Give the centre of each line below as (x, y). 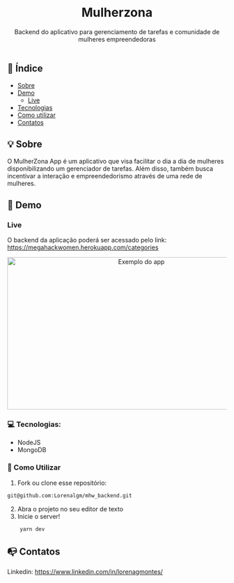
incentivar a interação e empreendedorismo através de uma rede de (105, 176)
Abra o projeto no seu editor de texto (70, 508)
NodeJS (29, 442)
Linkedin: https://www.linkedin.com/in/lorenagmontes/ (85, 572)
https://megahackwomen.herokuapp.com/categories (83, 247)
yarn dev (32, 529)
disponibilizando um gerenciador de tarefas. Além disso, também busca (110, 169)
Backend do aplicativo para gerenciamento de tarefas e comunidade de (117, 31)
